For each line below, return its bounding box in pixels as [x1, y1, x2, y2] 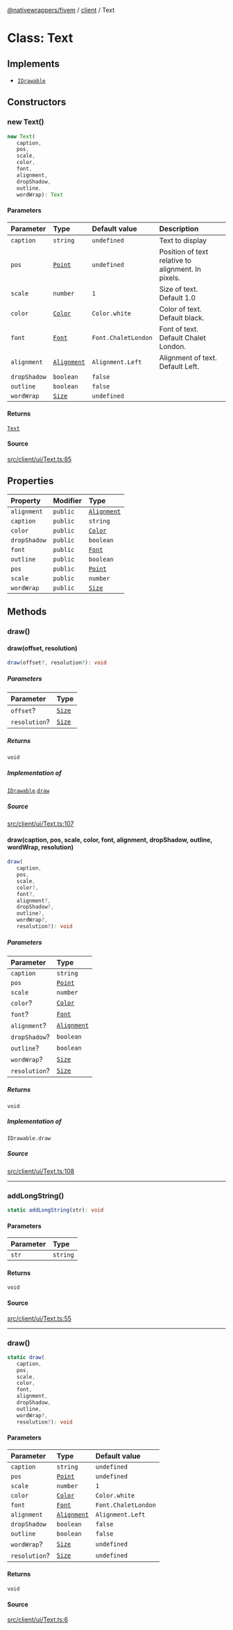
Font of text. [159, 324, 199, 334]
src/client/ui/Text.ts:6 [7, 1615, 68, 1624]
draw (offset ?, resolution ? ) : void [7, 660, 107, 667]
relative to [159, 255, 192, 265]
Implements [7, 58, 60, 70]
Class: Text [7, 31, 74, 46]
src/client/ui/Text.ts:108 [7, 1167, 75, 1175]
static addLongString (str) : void [7, 1207, 104, 1214]
